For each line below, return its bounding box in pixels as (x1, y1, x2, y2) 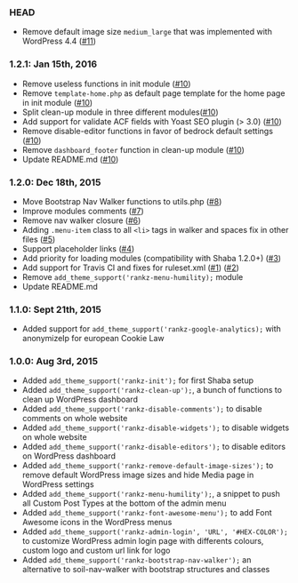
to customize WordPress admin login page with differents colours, (21, 536, 264, 547)
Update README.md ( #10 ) (21, 154, 119, 164)
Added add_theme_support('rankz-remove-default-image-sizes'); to (21, 460, 274, 471)
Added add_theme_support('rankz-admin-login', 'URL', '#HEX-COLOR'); (21, 526, 288, 537)
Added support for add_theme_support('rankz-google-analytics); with (21, 323, 282, 334)
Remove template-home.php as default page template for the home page (21, 87, 286, 99)
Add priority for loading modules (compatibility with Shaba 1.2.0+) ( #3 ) (21, 252, 282, 263)
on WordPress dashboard (21, 451, 117, 461)
